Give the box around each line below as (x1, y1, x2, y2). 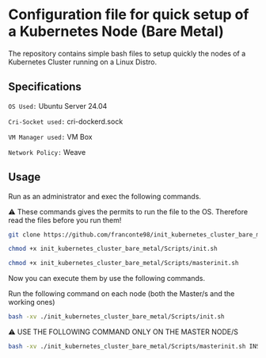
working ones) (8, 298, 55, 307)
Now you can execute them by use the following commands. (8, 274, 206, 283)
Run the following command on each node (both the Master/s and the (8, 289, 235, 298)
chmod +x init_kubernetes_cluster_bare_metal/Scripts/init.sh (8, 244, 218, 253)
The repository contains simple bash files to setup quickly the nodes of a (8, 48, 246, 58)
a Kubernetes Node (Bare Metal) (8, 22, 224, 40)
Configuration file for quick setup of (8, 6, 249, 24)
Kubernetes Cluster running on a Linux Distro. (8, 57, 157, 67)
